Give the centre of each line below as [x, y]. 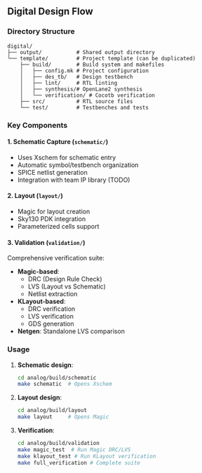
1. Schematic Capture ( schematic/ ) [58, 142]
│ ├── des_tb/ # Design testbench [76, 76]
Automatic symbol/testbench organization [78, 165]
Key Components [38, 125]
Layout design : [39, 398]
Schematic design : [45, 365]
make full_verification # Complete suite [79, 462]
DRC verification [52, 309]
